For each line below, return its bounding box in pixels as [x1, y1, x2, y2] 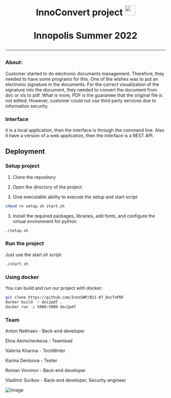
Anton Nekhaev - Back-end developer [5, 328, 85, 334]
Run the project [5, 240, 44, 247]
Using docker [5, 273, 39, 281]
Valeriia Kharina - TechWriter [5, 347, 66, 353]
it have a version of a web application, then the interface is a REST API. [5, 133, 154, 139]
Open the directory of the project [12, 183, 82, 190]
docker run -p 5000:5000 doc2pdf [5, 304, 76, 310]
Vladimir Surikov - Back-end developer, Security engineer [5, 377, 126, 383]
